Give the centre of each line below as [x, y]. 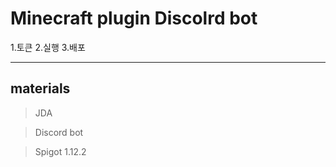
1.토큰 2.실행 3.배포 [48, 47]
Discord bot [59, 132]
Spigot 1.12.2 [60, 151]
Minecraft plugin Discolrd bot [134, 18]
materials [40, 88]
